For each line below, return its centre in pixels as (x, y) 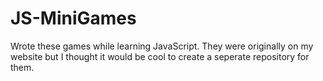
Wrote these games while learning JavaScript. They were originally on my (162, 46)
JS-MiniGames (73, 18)
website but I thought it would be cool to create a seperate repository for (160, 56)
